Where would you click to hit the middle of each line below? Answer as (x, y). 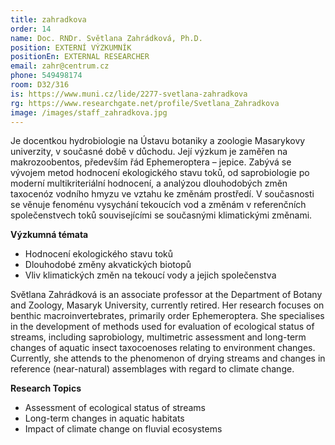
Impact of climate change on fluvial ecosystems (123, 429)
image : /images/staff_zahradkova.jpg (89, 112)
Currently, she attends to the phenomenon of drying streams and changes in (168, 358)
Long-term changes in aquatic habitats (104, 418)
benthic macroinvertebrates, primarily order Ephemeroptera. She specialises (167, 316)
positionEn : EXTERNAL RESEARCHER (80, 57)
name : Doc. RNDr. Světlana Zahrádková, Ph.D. (106, 38)
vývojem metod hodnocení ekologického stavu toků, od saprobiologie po (160, 173)
